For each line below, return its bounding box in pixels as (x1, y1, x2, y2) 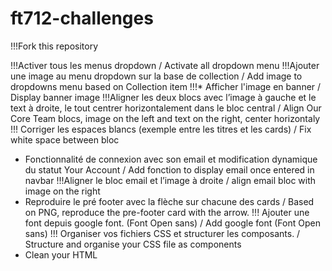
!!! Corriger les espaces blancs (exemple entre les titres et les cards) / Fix (10, 123, 312, 135)
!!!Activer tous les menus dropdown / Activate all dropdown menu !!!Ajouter (10, 59, 320, 71)
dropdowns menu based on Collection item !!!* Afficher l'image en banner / (10, 80, 322, 92)
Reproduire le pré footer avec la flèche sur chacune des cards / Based (24, 195, 315, 207)
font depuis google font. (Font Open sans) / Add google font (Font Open (24, 217, 321, 229)
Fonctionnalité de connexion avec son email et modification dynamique (24, 153, 318, 165)
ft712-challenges (10, 7, 154, 30)
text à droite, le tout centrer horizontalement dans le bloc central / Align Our (10, 102, 322, 114)
